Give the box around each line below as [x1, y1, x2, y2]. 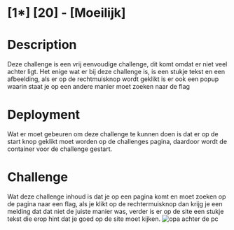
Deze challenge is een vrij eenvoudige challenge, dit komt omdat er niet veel [7, 60, 228, 69]
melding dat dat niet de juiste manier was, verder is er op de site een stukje [7, 208, 224, 215]
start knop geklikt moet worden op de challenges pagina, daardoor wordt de [7, 138, 228, 146]
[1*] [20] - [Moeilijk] [7, 5, 126, 21]
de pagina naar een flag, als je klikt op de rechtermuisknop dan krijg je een [7, 200, 223, 208]
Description [7, 37, 77, 53]
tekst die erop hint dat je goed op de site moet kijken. [7, 215, 161, 223]
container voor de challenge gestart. [7, 145, 113, 153]
